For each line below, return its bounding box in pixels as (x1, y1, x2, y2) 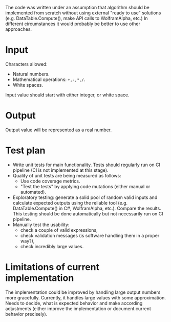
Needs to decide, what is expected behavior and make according (5, 300, 143, 306)
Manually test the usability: (12, 222, 70, 228)
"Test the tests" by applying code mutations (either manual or (20, 183, 151, 189)
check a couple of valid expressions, (20, 227, 98, 233)
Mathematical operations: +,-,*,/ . (12, 76, 85, 83)
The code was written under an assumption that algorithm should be (5, 5, 149, 10)
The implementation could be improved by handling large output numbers (5, 289, 161, 295)
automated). (20, 189, 47, 195)
